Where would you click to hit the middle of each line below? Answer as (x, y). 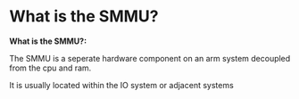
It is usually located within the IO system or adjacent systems (121, 85)
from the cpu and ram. (50, 68)
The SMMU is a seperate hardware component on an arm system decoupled (150, 58)
